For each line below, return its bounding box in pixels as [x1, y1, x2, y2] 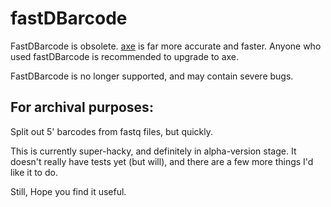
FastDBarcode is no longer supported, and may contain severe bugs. [10, 70, 294, 82]
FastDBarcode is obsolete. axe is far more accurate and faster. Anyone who [10, 40, 322, 52]
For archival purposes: [10, 99, 154, 116]
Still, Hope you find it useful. [10, 185, 127, 197]
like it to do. [10, 166, 58, 178]
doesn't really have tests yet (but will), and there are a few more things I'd [10, 155, 314, 167]
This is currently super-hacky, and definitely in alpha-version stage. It [10, 145, 297, 157]
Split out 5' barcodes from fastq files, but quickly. [10, 125, 214, 137]
